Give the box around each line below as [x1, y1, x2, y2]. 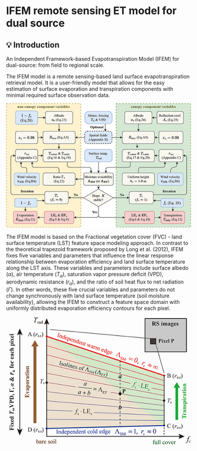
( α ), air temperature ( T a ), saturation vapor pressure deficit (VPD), [6, 271, 164, 279]
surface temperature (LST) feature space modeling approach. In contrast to [6, 240, 189, 247]
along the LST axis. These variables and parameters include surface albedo [6, 265, 189, 272]
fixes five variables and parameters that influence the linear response [6, 252, 174, 259]
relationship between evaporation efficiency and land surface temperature [6, 258, 186, 265]
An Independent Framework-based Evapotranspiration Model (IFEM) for [6, 56, 180, 62]
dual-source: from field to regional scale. [6, 61, 105, 69]
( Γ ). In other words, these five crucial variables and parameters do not [6, 286, 175, 293]
